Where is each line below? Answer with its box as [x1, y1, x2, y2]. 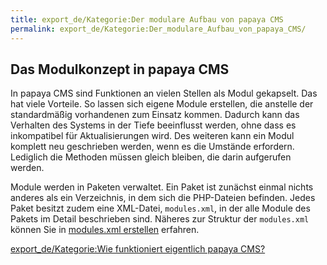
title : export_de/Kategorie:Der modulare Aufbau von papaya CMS [10, 14, 284, 25]
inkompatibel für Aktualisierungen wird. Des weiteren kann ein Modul [10, 130, 295, 142]
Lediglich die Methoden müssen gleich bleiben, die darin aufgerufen [10, 151, 292, 163]
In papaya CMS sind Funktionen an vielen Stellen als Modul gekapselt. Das [10, 87, 318, 100]
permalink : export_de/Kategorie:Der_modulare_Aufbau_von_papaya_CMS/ [10, 24, 307, 34]
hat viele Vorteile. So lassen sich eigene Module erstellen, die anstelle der [10, 98, 314, 110]
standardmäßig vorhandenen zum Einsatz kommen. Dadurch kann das [10, 109, 300, 121]
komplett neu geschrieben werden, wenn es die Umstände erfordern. [10, 141, 295, 153]
